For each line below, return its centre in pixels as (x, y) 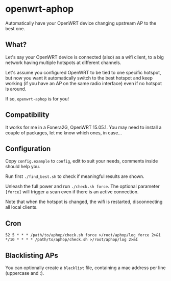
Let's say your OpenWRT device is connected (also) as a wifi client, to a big (85, 57)
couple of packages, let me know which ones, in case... (64, 133)
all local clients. (21, 207)
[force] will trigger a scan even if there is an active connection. (72, 192)
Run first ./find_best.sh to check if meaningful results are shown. (75, 176)
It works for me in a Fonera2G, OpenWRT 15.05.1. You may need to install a (83, 127)
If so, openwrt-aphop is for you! (37, 98)
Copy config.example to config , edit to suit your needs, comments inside (82, 161)
